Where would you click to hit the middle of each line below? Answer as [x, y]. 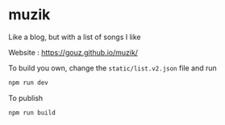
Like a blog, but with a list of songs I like [75, 37]
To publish [26, 98]
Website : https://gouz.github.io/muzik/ [73, 52]
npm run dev [28, 83]
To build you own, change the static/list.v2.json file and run [113, 68]
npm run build [32, 113]
